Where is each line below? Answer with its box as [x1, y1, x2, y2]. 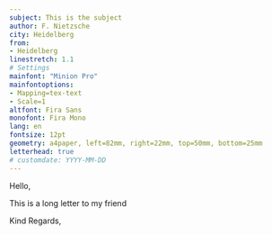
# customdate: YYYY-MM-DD [9, 155, 106, 165]
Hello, [9, 180, 31, 191]
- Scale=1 [9, 96, 47, 106]
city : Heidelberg [9, 30, 75, 39]
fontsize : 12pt [9, 131, 66, 140]
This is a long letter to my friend [9, 197, 127, 208]
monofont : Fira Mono [9, 113, 87, 122]
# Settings [9, 64, 50, 73]
